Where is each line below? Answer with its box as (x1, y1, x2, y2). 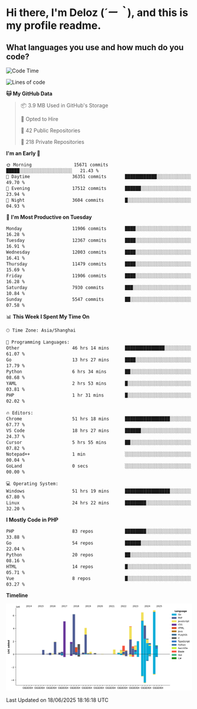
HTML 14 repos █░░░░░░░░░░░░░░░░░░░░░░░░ (6, 564, 192, 570)
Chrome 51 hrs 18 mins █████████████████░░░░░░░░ (6, 416, 192, 422)
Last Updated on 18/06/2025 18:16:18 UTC (6, 696, 109, 703)
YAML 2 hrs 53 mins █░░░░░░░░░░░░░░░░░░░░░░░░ (6, 380, 192, 386)
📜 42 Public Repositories (20, 127, 81, 134)
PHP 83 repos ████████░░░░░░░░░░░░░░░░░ (6, 529, 192, 534)
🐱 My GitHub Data (6, 90, 53, 97)
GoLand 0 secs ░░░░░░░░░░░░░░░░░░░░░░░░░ (6, 463, 192, 469)
